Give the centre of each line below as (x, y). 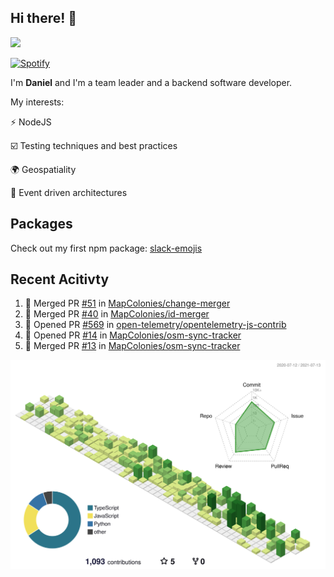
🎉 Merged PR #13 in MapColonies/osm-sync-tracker (132, 346)
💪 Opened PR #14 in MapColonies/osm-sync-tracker (133, 335)
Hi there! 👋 (44, 18)
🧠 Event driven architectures (69, 192)
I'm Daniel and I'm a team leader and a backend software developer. (151, 82)
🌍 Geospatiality (43, 169)
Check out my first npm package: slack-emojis (106, 248)
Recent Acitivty (60, 279)
